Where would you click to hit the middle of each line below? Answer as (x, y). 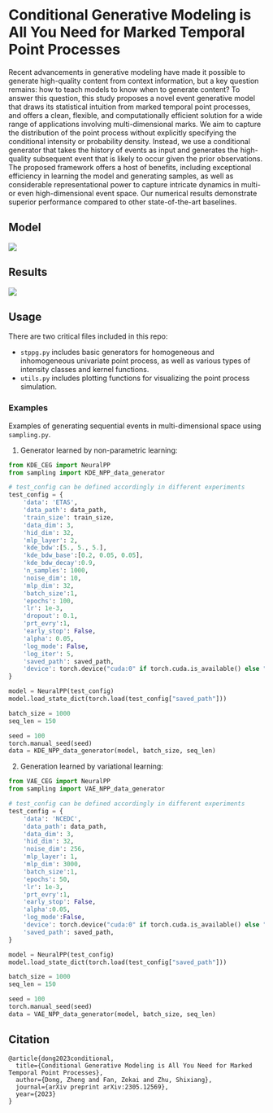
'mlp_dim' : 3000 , (52, 865)
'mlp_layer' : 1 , (51, 857)
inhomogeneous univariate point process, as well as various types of (135, 361)
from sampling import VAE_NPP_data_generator (87, 789)
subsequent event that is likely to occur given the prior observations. (147, 158)
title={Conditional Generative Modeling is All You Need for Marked (134, 1065)
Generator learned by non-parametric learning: (99, 450)
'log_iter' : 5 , (49, 654)
